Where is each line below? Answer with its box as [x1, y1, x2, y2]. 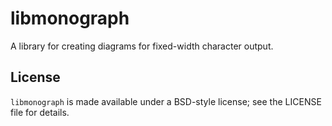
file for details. [10, 106, 70, 118]
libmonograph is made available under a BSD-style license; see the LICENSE [10, 95, 322, 107]
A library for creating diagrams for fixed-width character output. [10, 40, 274, 52]
